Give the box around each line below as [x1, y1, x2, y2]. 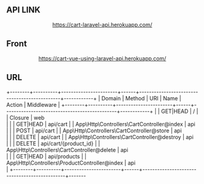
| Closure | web [6, 114, 44, 121]
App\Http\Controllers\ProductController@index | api [6, 159, 136, 166]
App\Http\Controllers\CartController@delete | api [6, 146, 128, 154]
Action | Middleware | [6, 101, 60, 109]
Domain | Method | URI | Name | [101, 95, 181, 102]
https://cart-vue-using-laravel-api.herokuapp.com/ [38, 55, 166, 62]
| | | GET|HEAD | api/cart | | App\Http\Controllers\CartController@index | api [6, 121, 196, 128]
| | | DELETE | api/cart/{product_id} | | [6, 140, 100, 148]
